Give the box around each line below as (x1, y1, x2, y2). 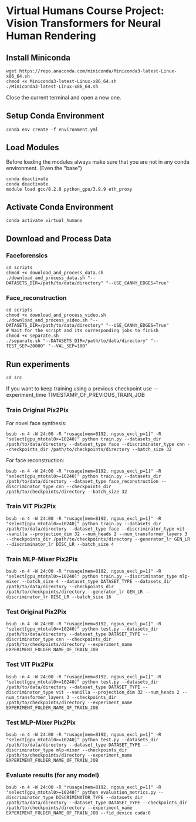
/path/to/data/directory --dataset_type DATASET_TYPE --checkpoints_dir (6, 800, 188, 806)
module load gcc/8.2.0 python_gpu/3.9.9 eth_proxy (6, 186, 133, 192)
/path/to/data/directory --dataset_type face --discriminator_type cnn (6, 441, 185, 447)
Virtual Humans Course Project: (6, 4, 164, 18)
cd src (6, 375, 22, 381)
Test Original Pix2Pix (6, 608, 67, 616)
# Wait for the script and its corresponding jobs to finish (6, 328, 159, 334)
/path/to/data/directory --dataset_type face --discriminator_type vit (6, 526, 185, 532)
